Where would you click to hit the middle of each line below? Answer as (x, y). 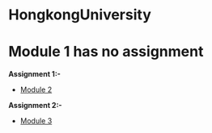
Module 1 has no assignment (106, 52)
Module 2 (36, 89)
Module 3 (36, 121)
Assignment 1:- (34, 74)
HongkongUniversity (80, 15)
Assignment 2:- (35, 106)
